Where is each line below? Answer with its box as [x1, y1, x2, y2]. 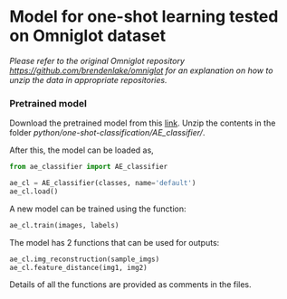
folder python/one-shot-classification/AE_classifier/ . [9, 127, 206, 138]
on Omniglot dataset [9, 25, 166, 46]
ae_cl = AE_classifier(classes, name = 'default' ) [9, 179, 196, 188]
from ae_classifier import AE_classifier [9, 163, 168, 172]
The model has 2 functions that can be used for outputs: [9, 237, 220, 248]
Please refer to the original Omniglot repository [9, 55, 186, 66]
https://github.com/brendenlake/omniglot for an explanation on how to [9, 65, 273, 76]
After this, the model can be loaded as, [9, 145, 154, 155]
